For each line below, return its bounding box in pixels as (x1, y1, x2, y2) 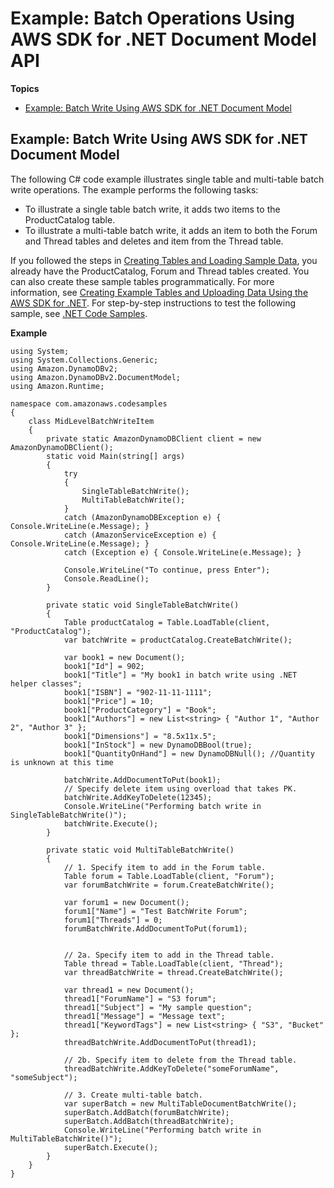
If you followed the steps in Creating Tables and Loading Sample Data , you (10, 254, 318, 266)
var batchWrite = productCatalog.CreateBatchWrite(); (63, 635, 293, 645)
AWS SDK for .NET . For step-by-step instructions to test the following (10, 297, 296, 309)
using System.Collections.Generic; (10, 355, 159, 365)
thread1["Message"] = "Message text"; (63, 1011, 226, 1021)
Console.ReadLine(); (63, 573, 150, 584)
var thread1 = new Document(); (63, 985, 195, 995)
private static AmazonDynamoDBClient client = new (46, 433, 262, 444)
